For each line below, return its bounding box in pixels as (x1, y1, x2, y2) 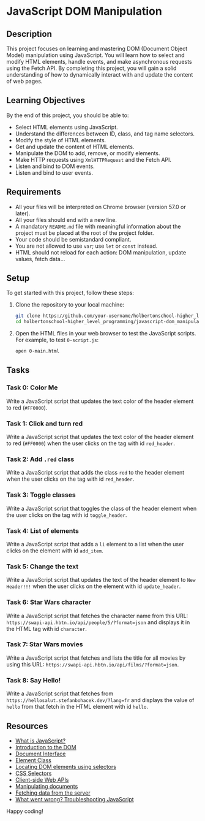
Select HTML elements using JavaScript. (15, 123, 118, 131)
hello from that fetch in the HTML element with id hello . (6, 703, 149, 711)
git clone (15, 313, 41, 319)
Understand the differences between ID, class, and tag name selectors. (15, 130, 195, 137)
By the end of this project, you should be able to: (6, 112, 129, 119)
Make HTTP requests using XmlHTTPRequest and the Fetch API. (15, 156, 172, 163)
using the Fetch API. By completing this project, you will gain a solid (6, 64, 177, 72)
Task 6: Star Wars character (6, 598, 91, 606)
